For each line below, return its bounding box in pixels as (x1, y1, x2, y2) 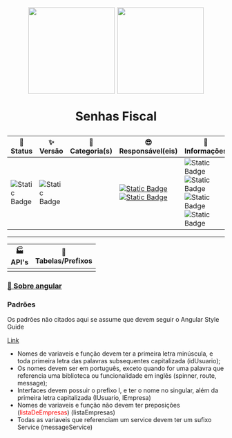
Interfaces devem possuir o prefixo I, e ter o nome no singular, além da (17, 386, 219, 394)
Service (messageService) (17, 423, 93, 432)
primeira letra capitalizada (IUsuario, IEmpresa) (17, 394, 152, 402)
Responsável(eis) (119, 146, 178, 156)
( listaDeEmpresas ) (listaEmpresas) (17, 408, 115, 417)
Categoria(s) (70, 146, 113, 156)
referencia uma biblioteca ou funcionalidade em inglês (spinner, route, (17, 372, 217, 380)
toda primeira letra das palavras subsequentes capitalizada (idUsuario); (17, 357, 221, 365)
